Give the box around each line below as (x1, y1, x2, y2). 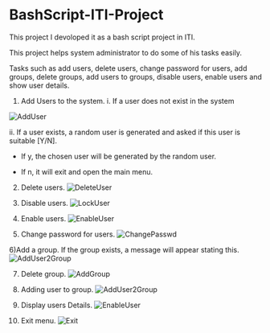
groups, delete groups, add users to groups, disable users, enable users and (9, 72, 262, 81)
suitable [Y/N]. (9, 135, 57, 146)
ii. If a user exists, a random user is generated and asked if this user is (9, 127, 240, 137)
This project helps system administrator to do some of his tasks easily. (9, 47, 243, 57)
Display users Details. (20, 300, 93, 310)
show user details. (9, 80, 70, 90)
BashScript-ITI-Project (9, 6, 164, 24)
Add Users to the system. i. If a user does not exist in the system (20, 96, 235, 105)
